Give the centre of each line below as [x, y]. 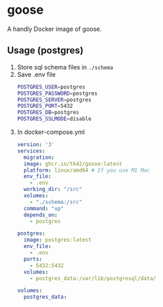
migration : [39, 157]
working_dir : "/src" [53, 190]
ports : [33, 259]
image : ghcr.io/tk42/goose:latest [73, 163]
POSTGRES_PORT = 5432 [45, 106]
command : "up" [44, 208]
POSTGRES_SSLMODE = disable [54, 119]
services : [31, 151]
